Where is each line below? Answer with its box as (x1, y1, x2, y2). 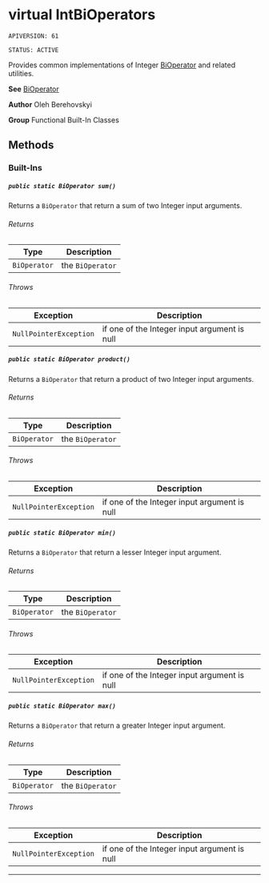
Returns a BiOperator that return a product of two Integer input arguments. (8, 374, 255, 383)
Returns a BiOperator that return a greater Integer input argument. (8, 720, 226, 730)
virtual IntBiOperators (8, 6, 156, 24)
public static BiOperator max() (8, 702, 116, 710)
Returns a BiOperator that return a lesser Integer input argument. (8, 547, 222, 557)
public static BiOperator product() (8, 355, 130, 363)
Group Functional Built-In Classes (8, 114, 120, 125)
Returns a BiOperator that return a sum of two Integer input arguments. (8, 201, 243, 211)
